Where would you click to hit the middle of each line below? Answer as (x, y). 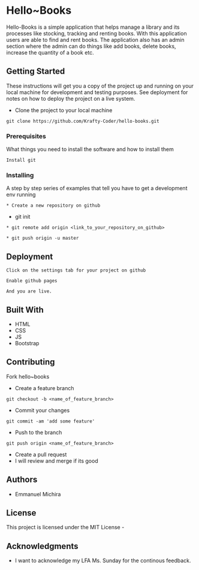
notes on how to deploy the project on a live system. (71, 98)
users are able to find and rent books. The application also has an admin (95, 40)
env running (21, 195)
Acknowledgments (43, 546)
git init (22, 217)
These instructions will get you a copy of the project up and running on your (100, 86)
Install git (21, 160)
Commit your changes (42, 410)
